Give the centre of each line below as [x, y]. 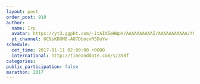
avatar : [21, 34]
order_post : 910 [26, 17]
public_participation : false [42, 67]
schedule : [18, 45]
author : [16, 22]
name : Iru [24, 28]
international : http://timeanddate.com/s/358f [70, 56]
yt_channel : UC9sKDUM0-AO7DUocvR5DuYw [60, 39]
